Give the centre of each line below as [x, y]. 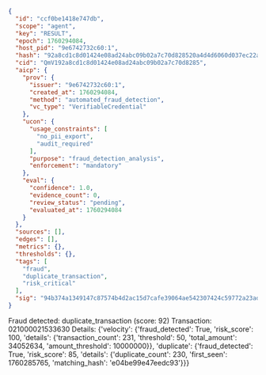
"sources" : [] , [40, 232]
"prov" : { [39, 78]
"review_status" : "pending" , [77, 203]
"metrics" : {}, [40, 247]
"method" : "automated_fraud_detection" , [97, 100]
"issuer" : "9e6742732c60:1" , [77, 85]
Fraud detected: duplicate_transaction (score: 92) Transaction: [110, 320]
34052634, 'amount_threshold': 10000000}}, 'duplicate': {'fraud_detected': [131, 346]
